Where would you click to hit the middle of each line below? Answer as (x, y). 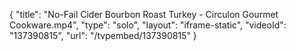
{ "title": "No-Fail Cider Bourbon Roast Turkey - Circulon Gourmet (144, 14)
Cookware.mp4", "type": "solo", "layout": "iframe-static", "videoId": (148, 25)
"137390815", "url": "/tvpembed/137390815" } (103, 35)
